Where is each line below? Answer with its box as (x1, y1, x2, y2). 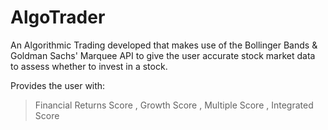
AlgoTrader (10, 6, 106, 29)
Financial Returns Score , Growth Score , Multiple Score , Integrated (34, 99, 314, 111)
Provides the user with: (10, 79, 106, 91)
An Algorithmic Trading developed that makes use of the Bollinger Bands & (10, 39, 318, 51)
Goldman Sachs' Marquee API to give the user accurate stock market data (10, 49, 316, 61)
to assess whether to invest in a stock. (10, 60, 168, 72)
